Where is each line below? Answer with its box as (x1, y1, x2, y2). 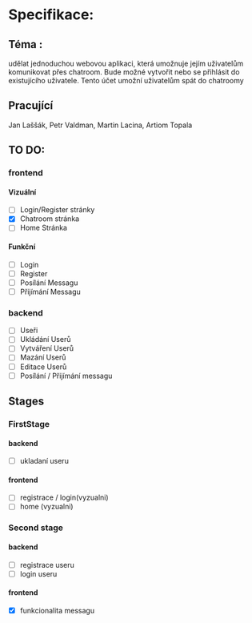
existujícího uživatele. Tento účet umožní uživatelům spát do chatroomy (8, 76, 244, 85)
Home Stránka (19, 223, 68, 233)
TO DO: (8, 143, 46, 157)
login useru (19, 569, 58, 578)
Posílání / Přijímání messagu (19, 371, 113, 380)
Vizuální (8, 187, 37, 197)
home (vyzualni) (19, 502, 74, 512)
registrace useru (19, 560, 74, 569)
